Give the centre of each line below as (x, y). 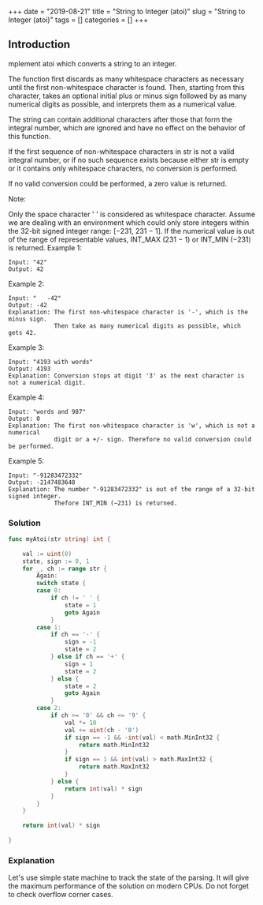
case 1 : (49, 627)
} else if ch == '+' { (87, 657)
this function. (30, 136)
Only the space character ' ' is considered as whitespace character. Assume (132, 214)
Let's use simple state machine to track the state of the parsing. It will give (129, 878)
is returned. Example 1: (45, 247)
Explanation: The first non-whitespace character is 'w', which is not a (132, 426)
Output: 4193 (30, 369)
